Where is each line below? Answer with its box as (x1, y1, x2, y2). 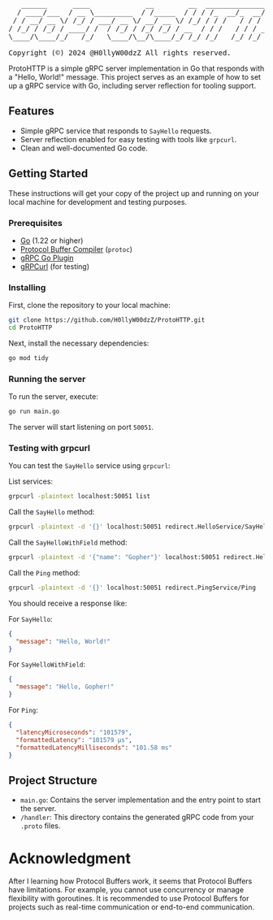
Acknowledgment (8, 849, 132, 868)
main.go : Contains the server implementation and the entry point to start (19, 795, 262, 805)
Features (8, 104, 54, 118)
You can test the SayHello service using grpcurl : (8, 461, 171, 471)
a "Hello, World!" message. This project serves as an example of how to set (8, 72, 262, 81)
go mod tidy (8, 354, 49, 362)
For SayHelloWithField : (8, 659, 86, 670)
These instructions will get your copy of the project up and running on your (8, 188, 260, 198)
